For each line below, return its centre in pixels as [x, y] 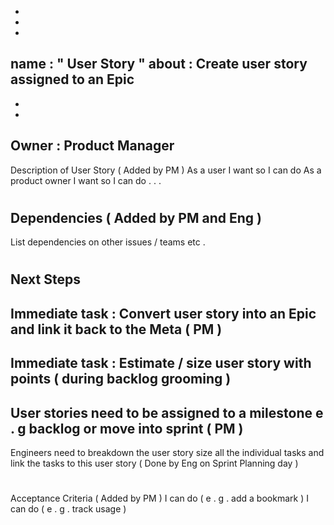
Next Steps [45, 279]
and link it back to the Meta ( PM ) [116, 329]
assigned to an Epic [72, 79]
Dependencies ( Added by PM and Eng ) [136, 217]
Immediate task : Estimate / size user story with [161, 363]
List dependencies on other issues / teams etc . [108, 242]
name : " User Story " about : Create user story [159, 64]
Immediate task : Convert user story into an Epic [163, 313]
